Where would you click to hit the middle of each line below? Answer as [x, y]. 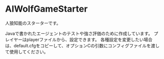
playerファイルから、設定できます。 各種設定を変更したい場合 [89, 39]
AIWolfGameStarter [46, 9]
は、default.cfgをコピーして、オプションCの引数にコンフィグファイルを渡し [82, 45]
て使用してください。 [27, 52]
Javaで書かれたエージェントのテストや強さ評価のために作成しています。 [79, 33]
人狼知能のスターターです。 [33, 23]
